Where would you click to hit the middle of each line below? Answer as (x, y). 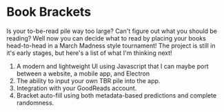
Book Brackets (49, 12)
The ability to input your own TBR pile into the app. (88, 80)
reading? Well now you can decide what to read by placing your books (106, 38)
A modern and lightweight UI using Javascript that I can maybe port (112, 66)
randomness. (35, 102)
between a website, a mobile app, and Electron (83, 74)
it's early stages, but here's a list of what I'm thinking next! (90, 53)
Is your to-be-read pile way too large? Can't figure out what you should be (112, 31)
